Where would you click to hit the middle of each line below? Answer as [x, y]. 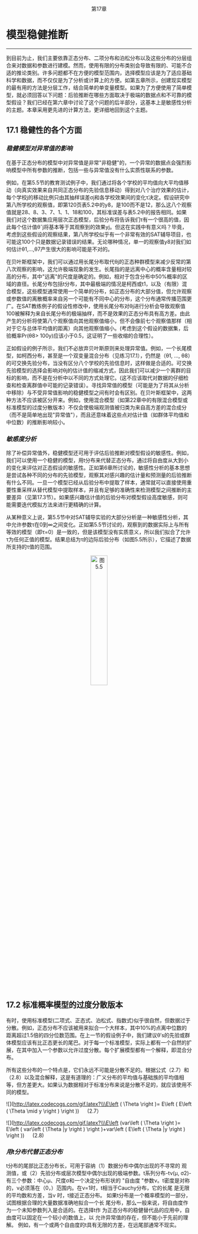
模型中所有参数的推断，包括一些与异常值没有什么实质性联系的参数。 [94, 170]
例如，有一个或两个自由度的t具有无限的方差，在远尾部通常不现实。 [98, 1225]
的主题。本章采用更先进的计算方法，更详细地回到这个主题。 [78, 109]
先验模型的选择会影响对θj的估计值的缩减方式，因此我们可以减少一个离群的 [96, 370]
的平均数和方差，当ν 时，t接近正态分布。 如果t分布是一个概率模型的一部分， [99, 1196]
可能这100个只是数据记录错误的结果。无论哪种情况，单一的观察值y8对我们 [96, 241]
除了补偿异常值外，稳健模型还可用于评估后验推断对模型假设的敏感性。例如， [99, 453]
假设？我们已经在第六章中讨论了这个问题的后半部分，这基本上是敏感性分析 [101, 102]
